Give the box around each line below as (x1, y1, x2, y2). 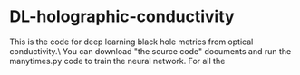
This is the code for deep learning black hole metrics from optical (9, 36, 254, 47)
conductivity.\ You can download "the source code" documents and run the (9, 45, 292, 56)
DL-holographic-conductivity (9, 6, 235, 27)
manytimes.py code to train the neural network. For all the (9, 55, 226, 66)
